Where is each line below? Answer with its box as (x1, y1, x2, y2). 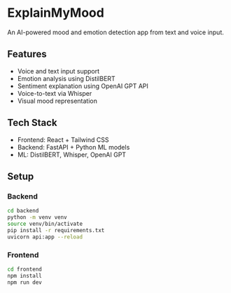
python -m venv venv (7, 214, 68, 221)
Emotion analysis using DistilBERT (17, 74, 115, 83)
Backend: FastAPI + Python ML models (17, 143, 130, 151)
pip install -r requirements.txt (7, 227, 105, 234)
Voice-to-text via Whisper (17, 89, 92, 97)
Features (7, 48, 47, 60)
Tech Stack (7, 117, 57, 129)
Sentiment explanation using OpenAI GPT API (17, 82, 149, 90)
